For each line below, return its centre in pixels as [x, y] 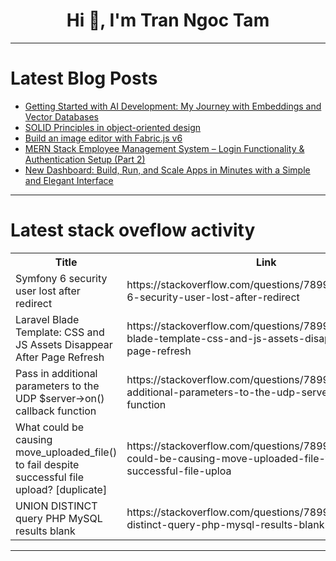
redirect [34, 303]
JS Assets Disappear [64, 344]
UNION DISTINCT [56, 506]
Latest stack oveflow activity [133, 230]
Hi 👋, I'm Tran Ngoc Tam [168, 20]
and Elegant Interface [69, 180]
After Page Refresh [60, 357]
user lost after [48, 291]
